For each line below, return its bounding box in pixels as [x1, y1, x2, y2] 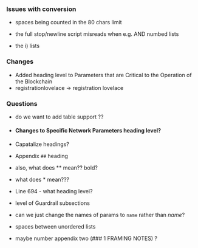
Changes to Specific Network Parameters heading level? [15, 127, 162, 134]
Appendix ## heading [15, 153, 69, 160]
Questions [6, 99, 38, 108]
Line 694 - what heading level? [15, 188, 93, 195]
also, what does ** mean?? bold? [15, 164, 98, 171]
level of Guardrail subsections [15, 199, 90, 207]
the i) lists [15, 42, 40, 50]
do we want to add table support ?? [15, 113, 104, 120]
